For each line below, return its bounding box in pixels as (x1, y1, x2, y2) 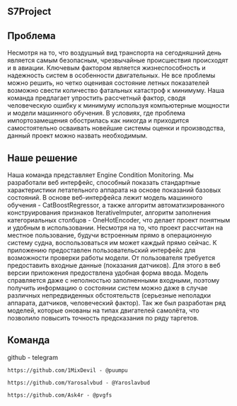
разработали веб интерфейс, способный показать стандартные (7, 179, 200, 187)
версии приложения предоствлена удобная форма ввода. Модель (7, 269, 209, 277)
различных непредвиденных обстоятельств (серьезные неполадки (7, 291, 211, 300)
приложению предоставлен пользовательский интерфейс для (7, 246, 196, 254)
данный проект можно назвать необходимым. (7, 131, 148, 140)
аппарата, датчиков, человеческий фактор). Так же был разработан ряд (7, 299, 226, 308)
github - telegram (7, 353, 59, 361)
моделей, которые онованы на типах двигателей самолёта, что (7, 306, 200, 315)
